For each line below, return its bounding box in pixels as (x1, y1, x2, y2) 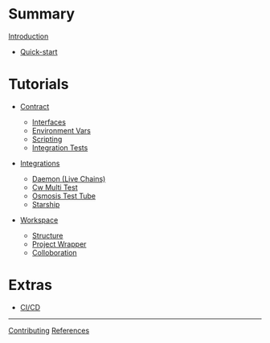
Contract (19, 101, 50, 111)
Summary (8, 5, 75, 23)
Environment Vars (31, 125, 91, 135)
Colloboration (31, 247, 78, 257)
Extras (8, 276, 52, 294)
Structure (31, 231, 63, 240)
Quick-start (19, 47, 58, 56)
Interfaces (31, 117, 67, 127)
